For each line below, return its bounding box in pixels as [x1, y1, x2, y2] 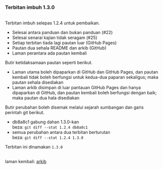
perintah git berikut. [5, 110, 45, 115]
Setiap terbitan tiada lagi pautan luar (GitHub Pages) [12, 40, 117, 46]
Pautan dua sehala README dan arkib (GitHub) [12, 45, 107, 51]
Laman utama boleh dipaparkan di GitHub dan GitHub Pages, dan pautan [12, 69, 158, 75]
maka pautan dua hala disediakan [12, 95, 80, 101]
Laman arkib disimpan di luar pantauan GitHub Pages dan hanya [12, 85, 141, 91]
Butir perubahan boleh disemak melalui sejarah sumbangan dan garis [5, 104, 144, 111]
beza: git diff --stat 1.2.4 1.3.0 [12, 134, 84, 140]
